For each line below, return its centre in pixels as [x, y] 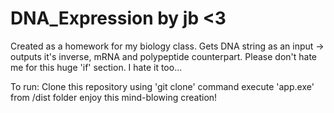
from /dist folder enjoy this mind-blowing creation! [114, 97]
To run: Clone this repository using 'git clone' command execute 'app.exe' [162, 86]
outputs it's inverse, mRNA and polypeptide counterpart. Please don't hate [164, 56]
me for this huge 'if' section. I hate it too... [96, 67]
